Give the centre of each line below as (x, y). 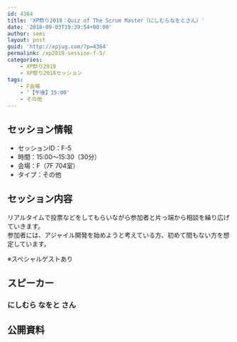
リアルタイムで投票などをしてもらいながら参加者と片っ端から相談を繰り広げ (118, 217)
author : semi (27, 34)
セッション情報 (40, 130)
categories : (25, 60)
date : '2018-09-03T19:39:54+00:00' (60, 27)
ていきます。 (26, 226)
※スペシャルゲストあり (40, 259)
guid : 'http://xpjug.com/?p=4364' (58, 47)
